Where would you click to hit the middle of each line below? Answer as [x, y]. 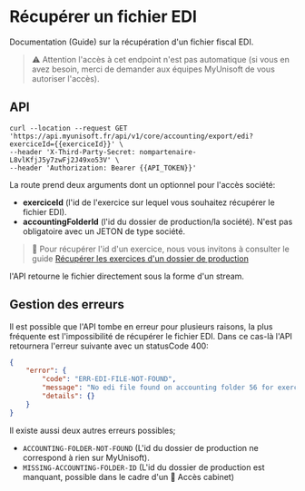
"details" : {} [69, 397]
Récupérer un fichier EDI [103, 17]
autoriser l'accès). [65, 78]
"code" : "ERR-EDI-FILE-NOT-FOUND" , [109, 379]
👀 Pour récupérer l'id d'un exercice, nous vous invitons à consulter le [161, 249]
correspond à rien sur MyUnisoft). [86, 457]
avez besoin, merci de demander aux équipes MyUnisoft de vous [153, 69]
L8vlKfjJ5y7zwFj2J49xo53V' [60, 160]
